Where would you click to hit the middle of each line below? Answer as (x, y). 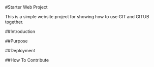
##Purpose (16, 41)
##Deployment (20, 50)
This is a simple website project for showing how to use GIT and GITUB (77, 17)
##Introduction (20, 31)
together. (14, 22)
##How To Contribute (27, 60)
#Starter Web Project (26, 7)
